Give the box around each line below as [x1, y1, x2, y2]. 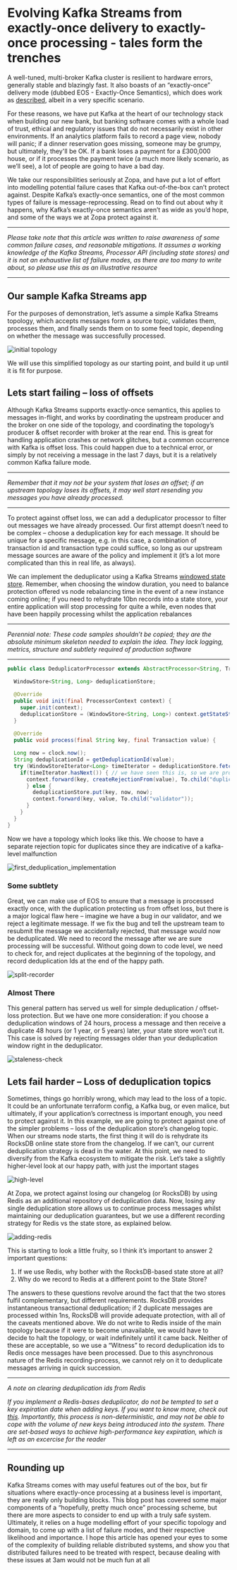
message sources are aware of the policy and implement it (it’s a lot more [7, 551, 220, 559]
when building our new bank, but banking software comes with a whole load [7, 116, 229, 125]
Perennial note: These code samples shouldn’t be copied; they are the [7, 630, 212, 638]
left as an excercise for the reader [7, 1435, 107, 1444]
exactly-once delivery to [7, 20, 154, 36]
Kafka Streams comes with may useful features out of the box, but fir [7, 1480, 208, 1489]
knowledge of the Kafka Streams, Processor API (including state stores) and [7, 248, 229, 257]
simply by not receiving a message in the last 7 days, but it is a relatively [7, 450, 217, 459]
